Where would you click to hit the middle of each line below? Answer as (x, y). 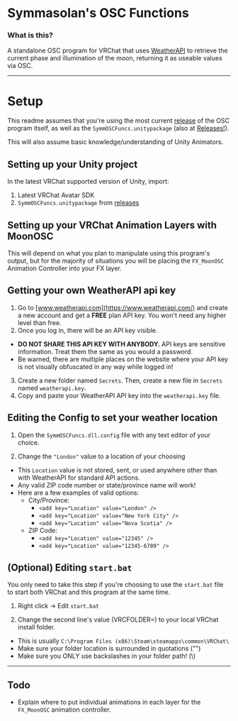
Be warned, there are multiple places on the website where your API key (123, 359)
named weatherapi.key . (52, 387)
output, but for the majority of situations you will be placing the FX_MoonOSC (116, 261)
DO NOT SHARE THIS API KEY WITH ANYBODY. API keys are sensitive (121, 344)
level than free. (39, 323)
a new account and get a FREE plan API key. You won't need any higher (122, 315)
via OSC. (20, 66)
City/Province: (49, 500)
